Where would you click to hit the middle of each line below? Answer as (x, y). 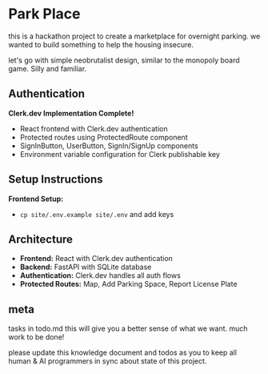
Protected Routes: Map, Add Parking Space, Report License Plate (128, 284)
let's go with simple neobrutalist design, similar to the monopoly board (124, 60)
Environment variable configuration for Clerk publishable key (120, 154)
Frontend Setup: (36, 199)
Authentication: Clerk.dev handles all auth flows (100, 275)
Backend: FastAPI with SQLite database (86, 267)
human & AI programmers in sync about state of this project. (108, 361)
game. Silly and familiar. (48, 68)
